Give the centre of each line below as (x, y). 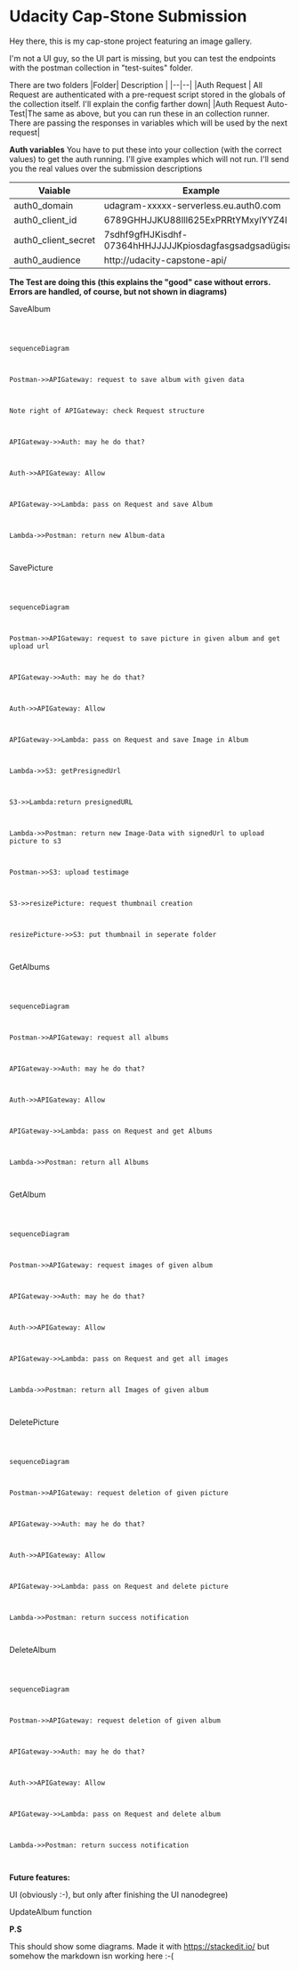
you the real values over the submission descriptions (106, 168)
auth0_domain (44, 205)
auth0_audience (48, 260)
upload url (29, 646)
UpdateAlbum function (51, 1911)
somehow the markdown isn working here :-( (92, 1956)
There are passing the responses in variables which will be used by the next (148, 123)
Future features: (40, 1877)
